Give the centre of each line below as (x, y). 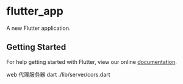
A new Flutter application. (38, 28)
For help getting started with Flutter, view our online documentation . (91, 61)
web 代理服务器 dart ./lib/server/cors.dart (58, 74)
